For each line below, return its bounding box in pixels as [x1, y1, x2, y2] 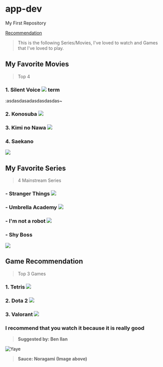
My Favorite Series [5, 164, 66, 172]
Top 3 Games [17, 271, 46, 277]
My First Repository [5, 20, 47, 26]
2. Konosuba [5, 110, 37, 117]
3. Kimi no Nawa [5, 124, 47, 131]
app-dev [5, 3, 42, 15]
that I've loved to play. [17, 45, 64, 51]
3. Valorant [5, 310, 33, 318]
